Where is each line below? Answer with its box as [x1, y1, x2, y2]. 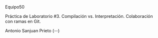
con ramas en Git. [5, 19, 41, 24]
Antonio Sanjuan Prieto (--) [5, 28, 60, 33]
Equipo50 [5, 4, 25, 10]
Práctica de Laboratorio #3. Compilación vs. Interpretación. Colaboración [5, 13, 153, 19]
